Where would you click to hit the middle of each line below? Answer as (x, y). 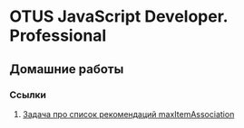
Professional (58, 36)
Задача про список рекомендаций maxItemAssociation (128, 114)
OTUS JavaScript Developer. (119, 17)
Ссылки (28, 95)
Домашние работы (67, 69)
